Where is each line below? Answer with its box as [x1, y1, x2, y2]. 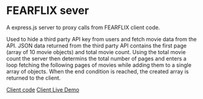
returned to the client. [6, 74, 61, 81]
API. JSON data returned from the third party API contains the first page [6, 42, 187, 49]
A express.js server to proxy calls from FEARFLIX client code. [6, 24, 160, 31]
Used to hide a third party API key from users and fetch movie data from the [6, 35, 197, 43]
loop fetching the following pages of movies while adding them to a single [6, 61, 192, 69]
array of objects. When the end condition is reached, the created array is [6, 67, 189, 75]
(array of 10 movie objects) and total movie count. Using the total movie [6, 48, 186, 55]
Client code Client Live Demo [6, 86, 79, 93]
